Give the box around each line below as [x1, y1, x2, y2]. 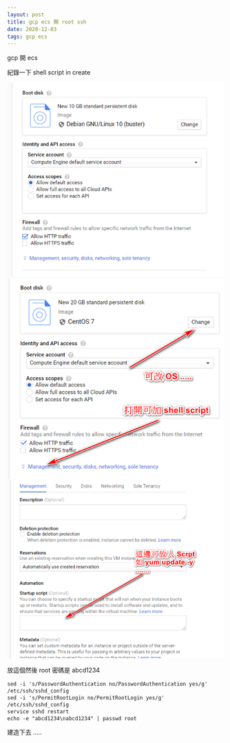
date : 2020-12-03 [7, 26, 57, 32]
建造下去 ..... [7, 728, 43, 737]
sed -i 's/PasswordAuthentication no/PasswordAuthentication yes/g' [7, 681, 208, 688]
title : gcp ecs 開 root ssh [7, 18, 87, 26]
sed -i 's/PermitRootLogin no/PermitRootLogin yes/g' [7, 695, 165, 702]
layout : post [7, 11, 45, 18]
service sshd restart [7, 708, 70, 715]
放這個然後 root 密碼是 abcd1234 [7, 666, 101, 675]
